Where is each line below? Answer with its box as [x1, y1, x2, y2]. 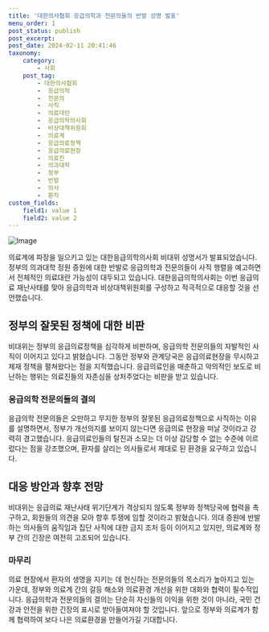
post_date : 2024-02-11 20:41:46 [8, 42, 116, 50]
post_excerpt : [8, 34, 56, 43]
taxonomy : [8, 49, 42, 57]
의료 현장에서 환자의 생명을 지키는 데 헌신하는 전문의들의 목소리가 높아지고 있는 [8, 575, 255, 584]
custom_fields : [8, 199, 59, 207]
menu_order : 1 [8, 19, 56, 27]
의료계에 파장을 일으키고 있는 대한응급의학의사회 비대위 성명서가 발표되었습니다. [8, 253, 258, 262]
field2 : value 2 [22, 214, 78, 222]
